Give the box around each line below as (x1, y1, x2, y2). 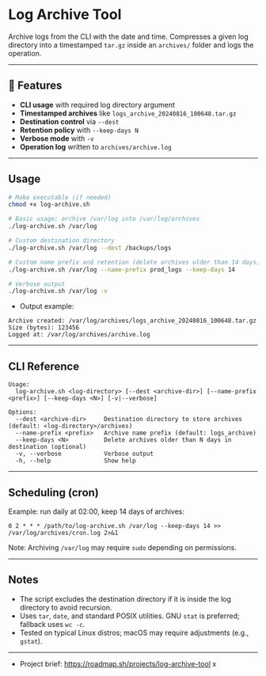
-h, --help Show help (15, 457, 136, 465)
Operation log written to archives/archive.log (19, 142, 172, 151)
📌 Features (8, 79, 63, 93)
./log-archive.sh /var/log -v (8, 287, 108, 295)
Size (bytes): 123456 (8, 324, 80, 332)
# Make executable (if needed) (8, 193, 112, 201)
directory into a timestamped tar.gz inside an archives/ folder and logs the (8, 40, 254, 49)
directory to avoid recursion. (19, 602, 112, 612)
